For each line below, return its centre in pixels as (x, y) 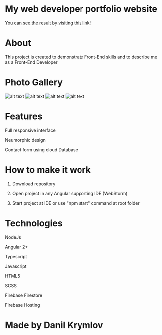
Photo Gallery (34, 83)
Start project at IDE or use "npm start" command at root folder (76, 203)
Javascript (16, 266)
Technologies (34, 223)
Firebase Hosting (23, 305)
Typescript (16, 256)
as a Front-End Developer (32, 62)
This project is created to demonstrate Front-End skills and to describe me (81, 57)
